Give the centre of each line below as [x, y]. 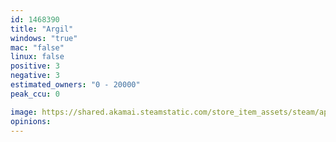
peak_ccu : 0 [35, 94]
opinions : [31, 121]
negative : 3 [35, 76]
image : [24, 112]
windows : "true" [44, 38]
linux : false [37, 57]
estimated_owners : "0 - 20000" [75, 85]
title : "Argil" [42, 29]
